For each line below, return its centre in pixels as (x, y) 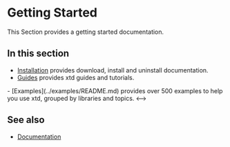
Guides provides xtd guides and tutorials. (76, 77)
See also (26, 120)
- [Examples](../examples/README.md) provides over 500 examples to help (115, 90)
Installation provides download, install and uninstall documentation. (113, 70)
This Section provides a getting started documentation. (86, 32)
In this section (38, 53)
